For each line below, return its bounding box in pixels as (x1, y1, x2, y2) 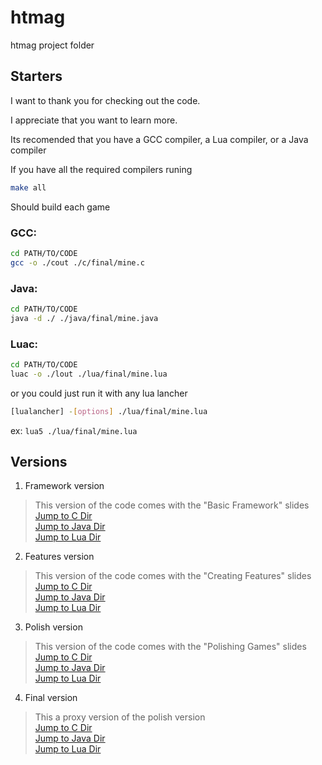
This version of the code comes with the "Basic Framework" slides (34, 499, 310, 511)
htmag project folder (10, 39, 95, 51)
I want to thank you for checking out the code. (10, 94, 201, 106)
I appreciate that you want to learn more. (10, 114, 178, 126)
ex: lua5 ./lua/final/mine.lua (10, 424, 138, 436)
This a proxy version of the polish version (34, 711, 206, 723)
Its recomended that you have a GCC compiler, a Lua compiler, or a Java (10, 133, 309, 145)
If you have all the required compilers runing (10, 163, 193, 175)
